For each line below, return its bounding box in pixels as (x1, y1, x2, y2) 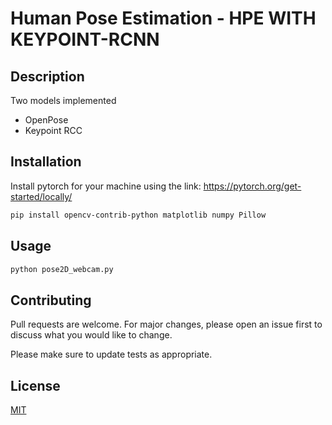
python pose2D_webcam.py (10, 264, 114, 274)
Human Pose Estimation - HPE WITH (10, 7, 317, 30)
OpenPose (24, 114, 69, 126)
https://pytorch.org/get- (203, 180, 302, 192)
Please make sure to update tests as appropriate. (10, 348, 213, 361)
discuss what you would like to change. (10, 329, 173, 341)
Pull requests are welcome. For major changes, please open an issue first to (10, 318, 323, 331)
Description (10, 68, 85, 85)
